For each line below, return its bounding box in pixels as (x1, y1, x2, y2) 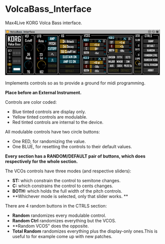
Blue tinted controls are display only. (12, 109, 86, 115)
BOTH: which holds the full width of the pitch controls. (12, 188, 123, 194)
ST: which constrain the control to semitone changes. (12, 177, 121, 183)
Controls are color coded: (5, 99, 57, 105)
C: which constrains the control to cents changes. (12, 183, 113, 189)
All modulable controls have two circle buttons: (5, 128, 100, 134)
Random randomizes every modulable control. (12, 212, 107, 218)
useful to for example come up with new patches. (12, 233, 112, 239)
